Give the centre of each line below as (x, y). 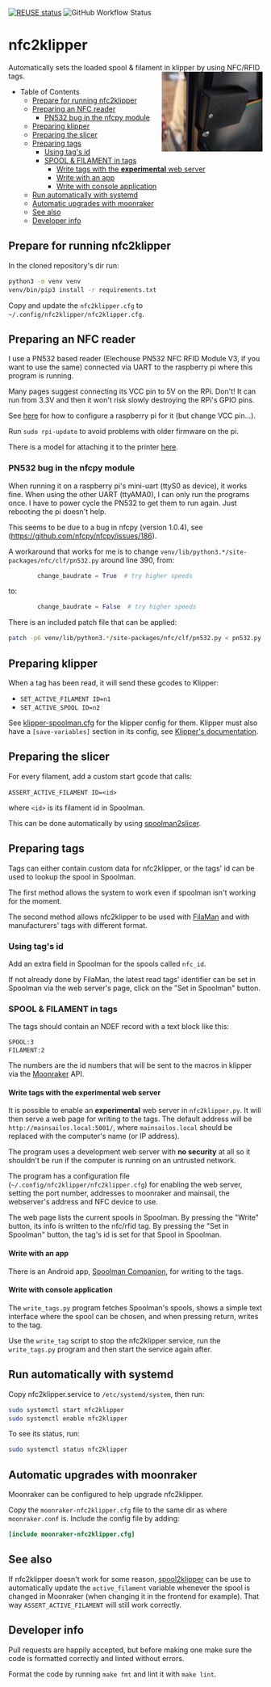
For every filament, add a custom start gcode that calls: (100, 776)
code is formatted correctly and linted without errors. (96, 1658)
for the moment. (35, 900)
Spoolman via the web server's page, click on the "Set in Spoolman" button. (134, 988)
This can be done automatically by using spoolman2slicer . (105, 823)
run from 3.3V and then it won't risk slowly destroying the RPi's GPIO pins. (131, 400)
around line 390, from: (138, 560)
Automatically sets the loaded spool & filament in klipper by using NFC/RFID (134, 67)
